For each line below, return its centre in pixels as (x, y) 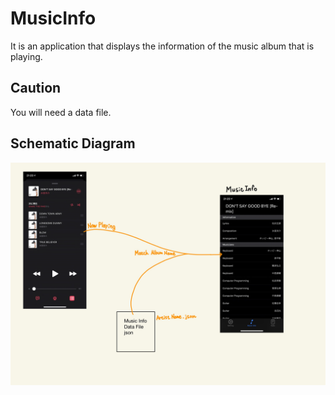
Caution (36, 88)
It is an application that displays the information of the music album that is (162, 46)
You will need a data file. (61, 112)
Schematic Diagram (73, 143)
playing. (26, 56)
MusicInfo (53, 18)
